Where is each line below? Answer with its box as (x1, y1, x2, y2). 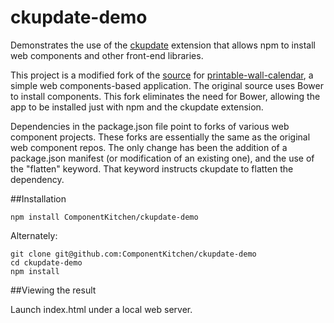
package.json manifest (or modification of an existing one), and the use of (10, 152, 315, 164)
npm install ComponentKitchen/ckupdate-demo (10, 212, 199, 222)
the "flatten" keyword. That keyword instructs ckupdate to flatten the (10, 162, 294, 175)
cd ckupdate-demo (10, 257, 83, 268)
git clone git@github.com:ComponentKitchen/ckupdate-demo (10, 249, 257, 259)
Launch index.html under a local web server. (10, 303, 193, 315)
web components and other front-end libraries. (10, 49, 204, 61)
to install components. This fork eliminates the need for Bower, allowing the (10, 90, 321, 102)
